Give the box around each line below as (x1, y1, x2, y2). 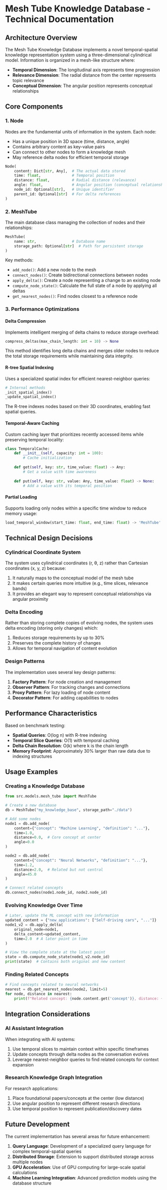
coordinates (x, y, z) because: (5, 565, 66, 571)
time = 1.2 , (14, 862, 35, 867)
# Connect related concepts (5, 885, 64, 891)
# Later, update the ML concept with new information (5, 913, 119, 918)
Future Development (5, 1120, 70, 1129)
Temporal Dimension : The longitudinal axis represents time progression (12, 67, 160, 73)
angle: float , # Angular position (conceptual (14, 182, 139, 187)
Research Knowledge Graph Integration (5, 1074, 103, 1081)
